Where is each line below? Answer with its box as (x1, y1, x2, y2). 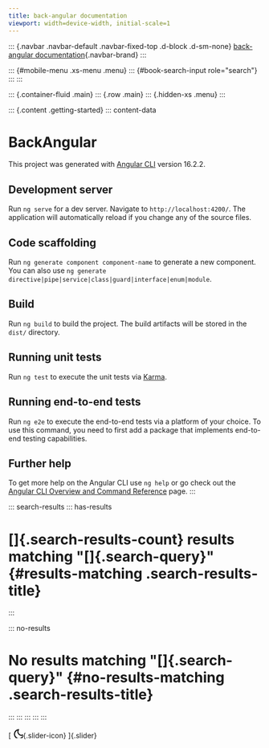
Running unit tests (8, 351, 102, 364)
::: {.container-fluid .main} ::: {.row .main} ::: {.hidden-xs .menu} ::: (8, 89, 226, 99)
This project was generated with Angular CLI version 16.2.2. (8, 160, 206, 169)
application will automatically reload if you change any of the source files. (8, 213, 251, 222)
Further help (8, 457, 72, 470)
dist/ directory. (8, 327, 60, 337)
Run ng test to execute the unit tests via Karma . (8, 372, 167, 381)
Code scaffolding (8, 236, 96, 250)
